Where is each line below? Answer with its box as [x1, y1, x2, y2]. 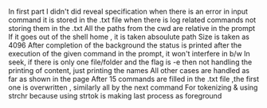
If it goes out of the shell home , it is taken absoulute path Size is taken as [8, 32, 249, 41]
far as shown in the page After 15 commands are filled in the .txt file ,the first [8, 75, 260, 83]
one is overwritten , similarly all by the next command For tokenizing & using [8, 83, 258, 92]
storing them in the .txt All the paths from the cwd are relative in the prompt [8, 24, 256, 33]
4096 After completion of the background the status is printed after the [8, 40, 242, 50]
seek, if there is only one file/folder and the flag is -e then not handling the [8, 57, 253, 67]
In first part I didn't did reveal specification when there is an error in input [8, 7, 249, 16]
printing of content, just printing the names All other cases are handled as [8, 66, 250, 75]
